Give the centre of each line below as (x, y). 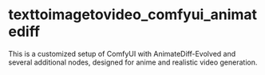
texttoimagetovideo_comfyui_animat (133, 15)
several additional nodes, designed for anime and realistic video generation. (133, 62)
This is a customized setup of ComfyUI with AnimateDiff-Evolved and (122, 53)
